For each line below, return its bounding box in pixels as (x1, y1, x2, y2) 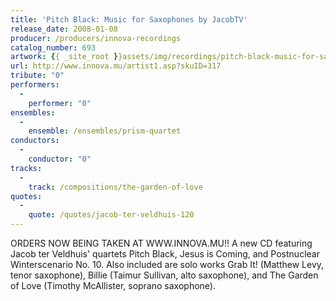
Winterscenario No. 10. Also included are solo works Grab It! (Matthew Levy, (10, 259, 325, 270)
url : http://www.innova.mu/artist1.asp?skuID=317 (10, 61, 222, 71)
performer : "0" (28, 98, 92, 108)
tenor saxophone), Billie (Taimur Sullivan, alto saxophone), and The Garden (10, 269, 319, 281)
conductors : (10, 136, 60, 146)
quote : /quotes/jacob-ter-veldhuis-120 (28, 210, 195, 220)
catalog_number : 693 (10, 42, 97, 53)
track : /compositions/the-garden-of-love (28, 182, 203, 192)
